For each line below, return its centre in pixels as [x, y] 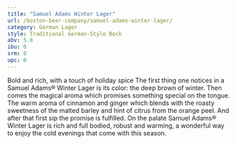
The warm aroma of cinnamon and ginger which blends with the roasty [111, 103]
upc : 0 [17, 60]
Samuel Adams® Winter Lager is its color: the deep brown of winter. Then [115, 88]
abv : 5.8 [20, 40]
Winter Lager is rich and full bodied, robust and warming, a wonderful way [116, 126]
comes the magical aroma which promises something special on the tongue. [119, 95]
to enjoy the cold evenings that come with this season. [87, 133]
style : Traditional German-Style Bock [65, 34]
